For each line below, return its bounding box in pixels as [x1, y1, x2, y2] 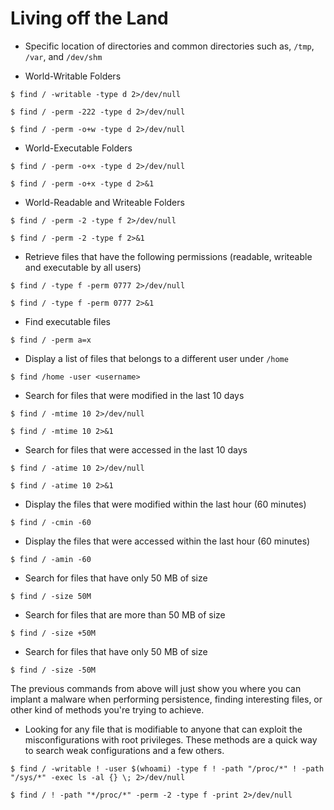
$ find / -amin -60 [10, 554, 92, 564]
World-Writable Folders [24, 70, 122, 82]
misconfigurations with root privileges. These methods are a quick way [24, 733, 318, 746]
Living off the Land [10, 7, 169, 30]
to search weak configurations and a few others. [24, 744, 225, 756]
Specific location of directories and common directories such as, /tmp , [24, 40, 315, 52]
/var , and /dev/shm [24, 50, 103, 62]
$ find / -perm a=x [10, 335, 92, 345]
